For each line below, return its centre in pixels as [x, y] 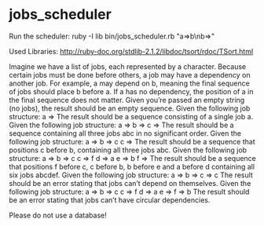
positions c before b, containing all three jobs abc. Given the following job [128, 150]
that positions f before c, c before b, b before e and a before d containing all [132, 166]
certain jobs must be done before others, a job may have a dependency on [130, 75]
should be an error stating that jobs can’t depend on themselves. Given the [130, 183]
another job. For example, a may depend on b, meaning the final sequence [129, 83]
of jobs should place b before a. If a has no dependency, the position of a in [131, 91]
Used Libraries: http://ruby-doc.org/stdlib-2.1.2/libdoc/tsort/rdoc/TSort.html [131, 51]
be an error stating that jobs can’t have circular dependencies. [110, 200]
